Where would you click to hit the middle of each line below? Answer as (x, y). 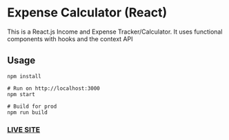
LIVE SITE (24, 130)
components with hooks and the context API (70, 38)
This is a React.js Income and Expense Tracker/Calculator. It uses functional (115, 32)
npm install (24, 76)
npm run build (28, 112)
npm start (21, 94)
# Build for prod (32, 106)
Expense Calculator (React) (87, 13)
